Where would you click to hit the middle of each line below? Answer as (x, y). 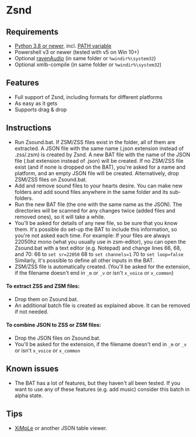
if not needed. (31, 312)
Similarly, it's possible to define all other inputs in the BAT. (84, 260)
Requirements (32, 32)
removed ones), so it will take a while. (60, 217)
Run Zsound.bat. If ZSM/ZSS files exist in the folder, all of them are (95, 142)
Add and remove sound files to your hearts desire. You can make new (98, 186)
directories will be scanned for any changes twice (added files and (95, 210)
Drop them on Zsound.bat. (46, 299)
